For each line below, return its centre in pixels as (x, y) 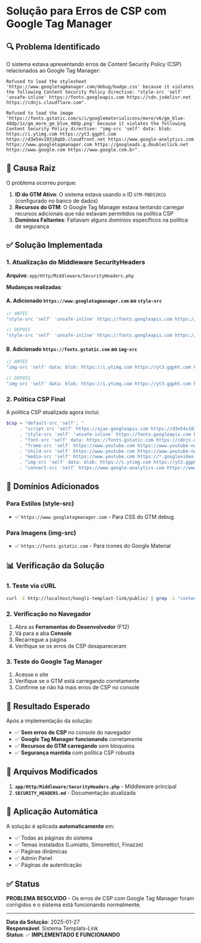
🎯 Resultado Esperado (48, 706)
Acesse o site (32, 675)
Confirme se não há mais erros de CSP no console (77, 687)
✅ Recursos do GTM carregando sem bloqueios (75, 746)
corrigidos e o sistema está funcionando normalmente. (74, 905)
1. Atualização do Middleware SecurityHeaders (76, 262)
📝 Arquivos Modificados (52, 772)
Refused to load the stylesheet (46, 82)
